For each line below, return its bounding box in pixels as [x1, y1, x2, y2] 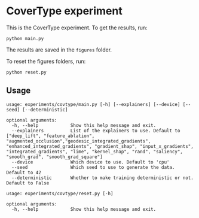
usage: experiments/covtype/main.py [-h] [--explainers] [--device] [6, 101, 180, 107]
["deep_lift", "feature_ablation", [6, 133, 95, 139]
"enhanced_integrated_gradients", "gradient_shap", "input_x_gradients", [6, 143, 194, 149]
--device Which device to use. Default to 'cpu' [11, 159, 170, 165]
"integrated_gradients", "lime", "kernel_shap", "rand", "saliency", [6, 149, 183, 155]
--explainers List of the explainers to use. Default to [11, 128, 180, 134]
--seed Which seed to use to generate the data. [11, 164, 175, 170]
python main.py [6, 35, 44, 41]
